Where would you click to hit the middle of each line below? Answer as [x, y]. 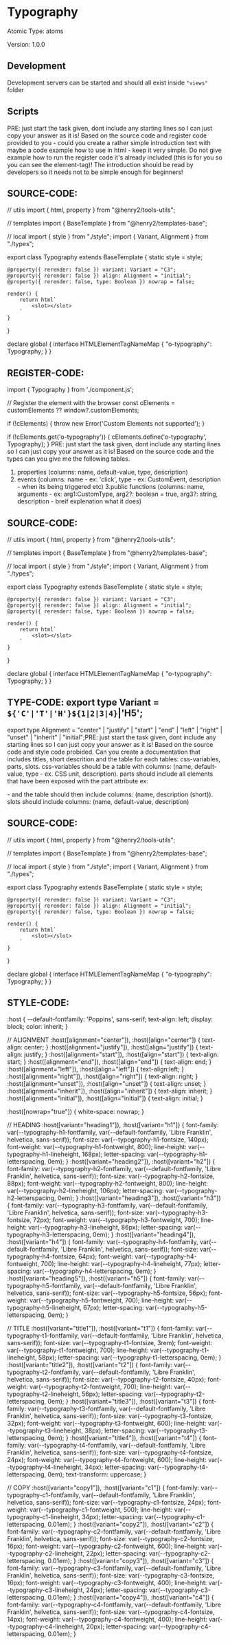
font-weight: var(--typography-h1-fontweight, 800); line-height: [97, 1147]
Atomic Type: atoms [35, 31]
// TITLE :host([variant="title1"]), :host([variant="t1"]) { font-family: [101, 1329]
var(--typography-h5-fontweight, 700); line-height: [102, 1300]
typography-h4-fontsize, [42, 1256]
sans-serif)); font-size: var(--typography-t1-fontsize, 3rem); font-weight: [110, 1343]
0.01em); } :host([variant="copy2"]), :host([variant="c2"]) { [131, 1525]
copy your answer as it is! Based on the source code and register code [107, 135]
